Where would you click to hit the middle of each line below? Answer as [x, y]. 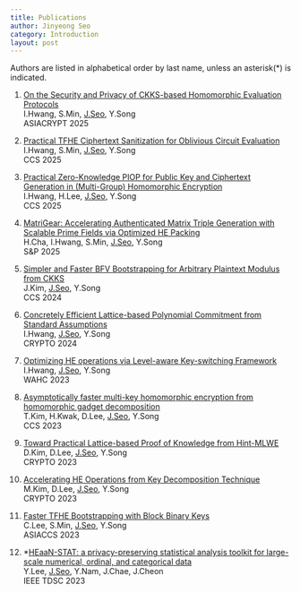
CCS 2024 [42, 297]
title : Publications [49, 17]
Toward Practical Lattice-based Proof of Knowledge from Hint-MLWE [151, 443]
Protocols [41, 105]
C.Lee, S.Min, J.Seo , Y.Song [75, 526]
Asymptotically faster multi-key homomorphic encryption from [138, 397]
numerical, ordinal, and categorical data [118, 562]
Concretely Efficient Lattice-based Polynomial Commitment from [142, 315]
